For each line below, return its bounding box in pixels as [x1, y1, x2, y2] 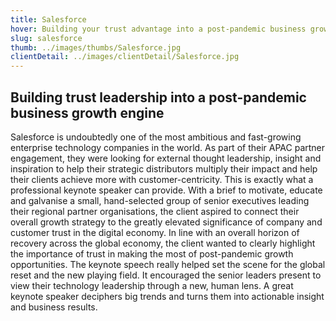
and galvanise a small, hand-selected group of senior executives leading [10, 194, 310, 206]
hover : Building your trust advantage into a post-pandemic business [10, 24, 307, 34]
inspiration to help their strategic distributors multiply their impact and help [10, 162, 318, 175]
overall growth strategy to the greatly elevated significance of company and [10, 216, 323, 228]
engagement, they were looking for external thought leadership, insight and [10, 152, 322, 164]
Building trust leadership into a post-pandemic [10, 89, 307, 106]
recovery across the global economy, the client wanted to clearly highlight [10, 237, 316, 249]
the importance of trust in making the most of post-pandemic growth [10, 247, 294, 260]
